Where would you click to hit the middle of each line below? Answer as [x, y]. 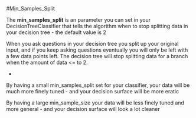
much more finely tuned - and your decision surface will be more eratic [93, 91]
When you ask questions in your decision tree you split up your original [92, 44]
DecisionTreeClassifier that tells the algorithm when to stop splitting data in [97, 26]
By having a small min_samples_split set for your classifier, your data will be [98, 85]
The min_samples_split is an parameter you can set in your [79, 20]
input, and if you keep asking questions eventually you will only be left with [97, 50]
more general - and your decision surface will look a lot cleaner [83, 109]
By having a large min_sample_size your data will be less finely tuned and [95, 103]
